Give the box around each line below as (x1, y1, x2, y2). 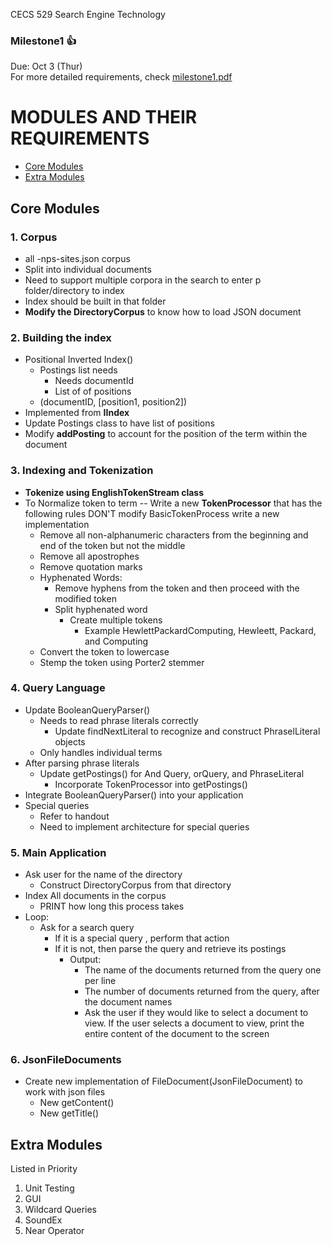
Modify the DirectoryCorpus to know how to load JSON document (24, 305, 302, 318)
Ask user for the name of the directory (24, 869, 183, 881)
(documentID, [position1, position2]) (39, 396, 188, 408)
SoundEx (24, 1214, 63, 1226)
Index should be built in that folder (24, 295, 167, 307)
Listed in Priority (10, 1163, 78, 1175)
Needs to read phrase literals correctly (39, 714, 199, 726)
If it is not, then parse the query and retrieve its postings (54, 943, 287, 955)
